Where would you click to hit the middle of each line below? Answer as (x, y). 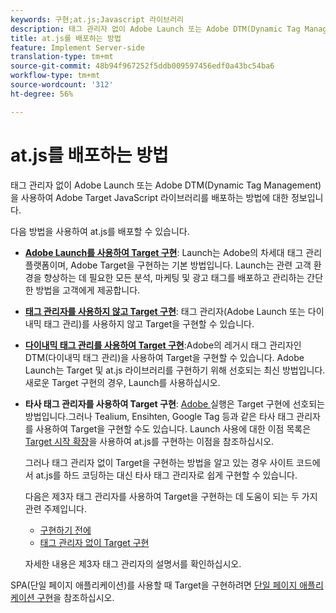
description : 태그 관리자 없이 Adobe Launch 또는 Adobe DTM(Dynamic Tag (155, 29)
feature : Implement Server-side (77, 47)
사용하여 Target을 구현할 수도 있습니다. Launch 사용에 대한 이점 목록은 (173, 428)
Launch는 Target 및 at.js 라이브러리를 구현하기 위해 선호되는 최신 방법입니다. (175, 370)
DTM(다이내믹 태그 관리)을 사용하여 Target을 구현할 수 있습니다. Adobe (164, 357)
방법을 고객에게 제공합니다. (88, 290)
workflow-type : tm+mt (55, 76)
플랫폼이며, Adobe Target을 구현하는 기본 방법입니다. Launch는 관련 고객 (168, 265)
